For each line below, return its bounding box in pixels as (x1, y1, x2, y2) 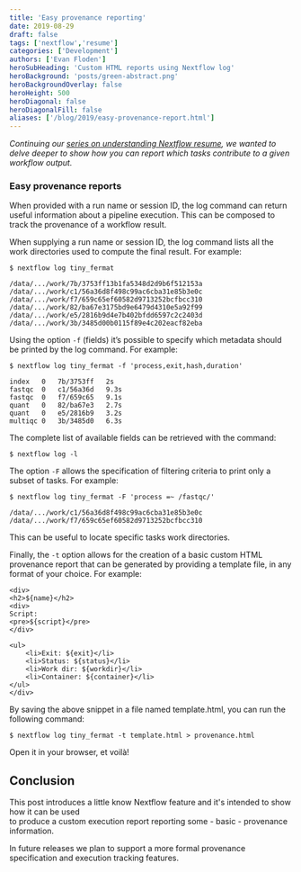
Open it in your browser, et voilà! (9, 747, 130, 758)
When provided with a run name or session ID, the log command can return (9, 200, 288, 211)
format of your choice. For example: (9, 569, 142, 580)
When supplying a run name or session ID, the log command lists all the (9, 237, 274, 247)
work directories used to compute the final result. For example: (9, 247, 243, 257)
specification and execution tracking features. (9, 852, 180, 864)
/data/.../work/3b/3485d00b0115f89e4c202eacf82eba (9, 319, 203, 328)
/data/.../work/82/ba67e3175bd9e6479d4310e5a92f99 (9, 303, 203, 312)
